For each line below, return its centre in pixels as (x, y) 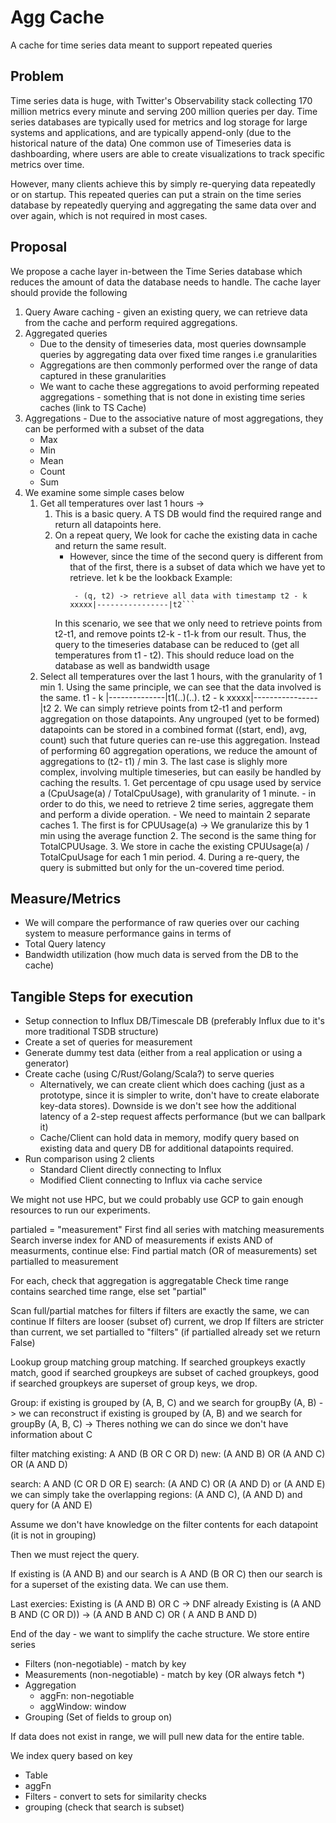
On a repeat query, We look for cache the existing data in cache (186, 535)
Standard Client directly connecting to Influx (130, 1170)
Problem (37, 76)
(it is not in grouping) (53, 1535)
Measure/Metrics (66, 898)
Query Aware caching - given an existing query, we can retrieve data (166, 312)
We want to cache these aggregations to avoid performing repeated (179, 386)
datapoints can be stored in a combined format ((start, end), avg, (173, 729)
